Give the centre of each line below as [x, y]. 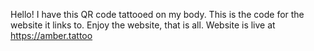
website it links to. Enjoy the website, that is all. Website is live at [143, 25]
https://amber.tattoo [51, 35]
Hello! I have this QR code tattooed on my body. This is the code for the [157, 14]
